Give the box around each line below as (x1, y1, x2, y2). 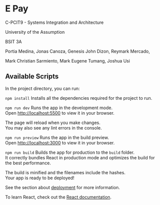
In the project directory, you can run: (5, 85, 80, 91)
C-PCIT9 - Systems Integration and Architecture (5, 19, 104, 25)
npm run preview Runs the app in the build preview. (5, 135, 109, 140)
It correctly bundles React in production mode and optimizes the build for (5, 154, 155, 160)
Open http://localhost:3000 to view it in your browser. (5, 139, 115, 145)
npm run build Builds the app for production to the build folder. (5, 149, 135, 155)
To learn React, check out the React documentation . (5, 194, 112, 200)
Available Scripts (5, 72, 59, 81)
